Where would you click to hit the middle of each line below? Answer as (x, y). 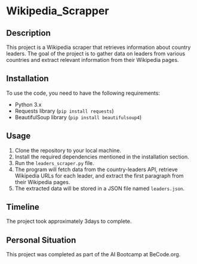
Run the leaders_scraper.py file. (54, 163)
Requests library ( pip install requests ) (64, 111)
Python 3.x (28, 104)
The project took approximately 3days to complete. (69, 221)
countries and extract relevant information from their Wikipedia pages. (93, 60)
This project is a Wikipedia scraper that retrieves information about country (98, 47)
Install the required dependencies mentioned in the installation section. (102, 157)
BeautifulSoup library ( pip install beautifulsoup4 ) (78, 117)
